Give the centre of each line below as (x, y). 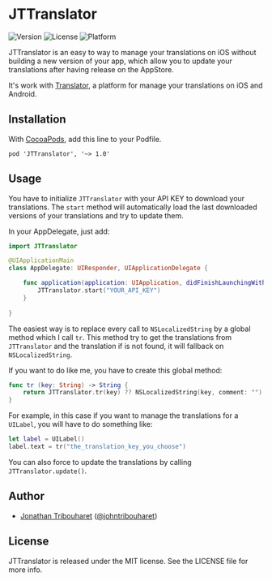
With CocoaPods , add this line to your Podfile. (85, 139)
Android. (23, 93)
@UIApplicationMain (41, 260)
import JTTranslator (43, 246)
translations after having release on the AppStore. (91, 69)
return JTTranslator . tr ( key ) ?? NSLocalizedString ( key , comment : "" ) (143, 393)
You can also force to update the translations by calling (100, 462)
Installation (37, 120)
